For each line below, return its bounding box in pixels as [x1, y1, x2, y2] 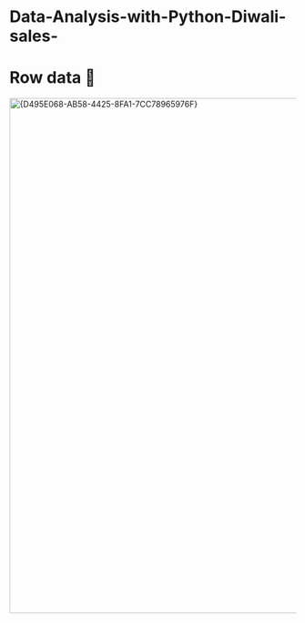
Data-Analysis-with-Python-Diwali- [9, 6, 287, 27]
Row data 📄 [9, 67, 96, 88]
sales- [9, 26, 58, 46]
